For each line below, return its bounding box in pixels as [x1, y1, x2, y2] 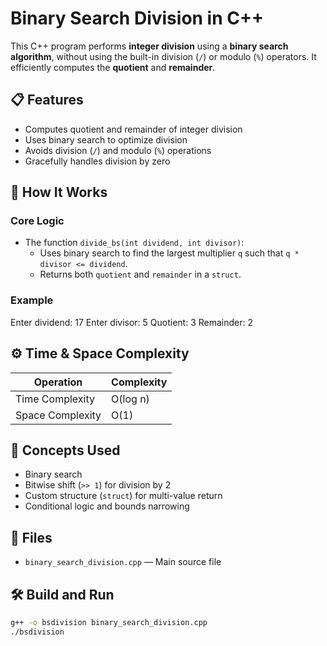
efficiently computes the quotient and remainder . [10, 61, 216, 73]
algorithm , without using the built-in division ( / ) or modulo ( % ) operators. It [10, 50, 317, 62]
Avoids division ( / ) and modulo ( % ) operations [24, 144, 212, 156]
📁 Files [10, 529, 53, 546]
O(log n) [111, 392, 150, 406]
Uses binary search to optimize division [24, 133, 188, 146]
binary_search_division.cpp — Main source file [24, 556, 222, 568]
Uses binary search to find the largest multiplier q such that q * [39, 247, 300, 259]
